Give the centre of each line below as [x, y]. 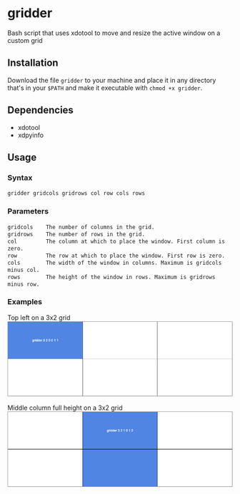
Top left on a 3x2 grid [39, 317]
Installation [33, 63]
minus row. [24, 284]
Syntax [20, 178]
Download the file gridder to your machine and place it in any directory [112, 80]
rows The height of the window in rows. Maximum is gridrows [111, 277]
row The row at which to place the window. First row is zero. [116, 256]
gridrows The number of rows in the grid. [76, 234]
